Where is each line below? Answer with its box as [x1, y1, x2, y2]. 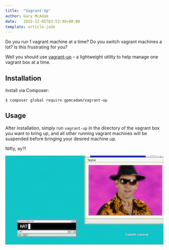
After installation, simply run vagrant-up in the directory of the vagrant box [5, 124, 160, 131]
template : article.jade [5, 24, 56, 29]
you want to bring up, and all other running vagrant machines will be [5, 130, 148, 136]
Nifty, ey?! [5, 145, 26, 151]
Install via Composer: [5, 88, 50, 94]
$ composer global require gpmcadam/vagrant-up [5, 98, 108, 103]
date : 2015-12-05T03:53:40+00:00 [5, 19, 80, 24]
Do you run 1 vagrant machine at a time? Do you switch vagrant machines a [5, 38, 162, 45]
